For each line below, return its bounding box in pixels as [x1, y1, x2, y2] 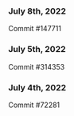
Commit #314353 [8, 62, 65, 71]
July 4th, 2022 [8, 82, 67, 93]
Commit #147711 [8, 24, 62, 34]
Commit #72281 [8, 100, 60, 110]
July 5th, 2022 [8, 44, 66, 55]
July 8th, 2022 [8, 6, 66, 17]
